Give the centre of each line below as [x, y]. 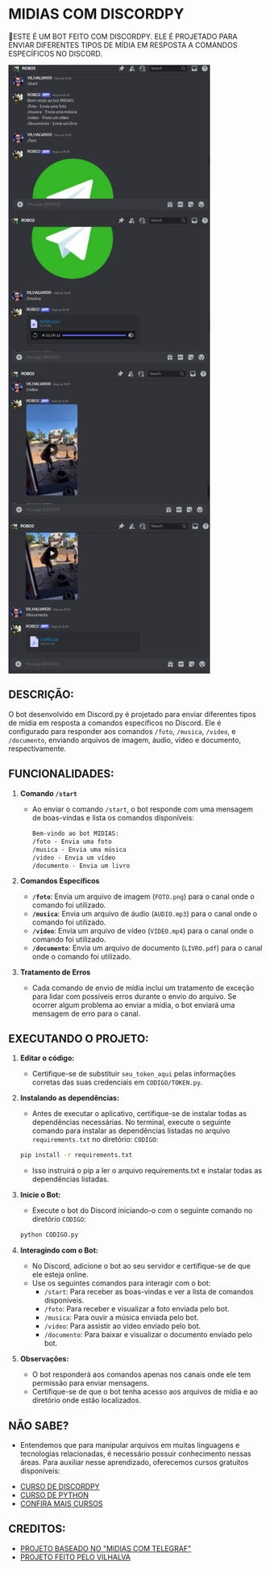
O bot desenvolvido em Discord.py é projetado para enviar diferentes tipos [132, 714]
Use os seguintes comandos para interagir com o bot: [121, 1283]
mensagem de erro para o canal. [86, 1013]
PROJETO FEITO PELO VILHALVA [75, 1557]
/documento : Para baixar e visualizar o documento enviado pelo [148, 1335]
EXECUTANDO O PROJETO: [79, 1039]
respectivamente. [37, 749]
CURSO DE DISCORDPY [60, 1486]
